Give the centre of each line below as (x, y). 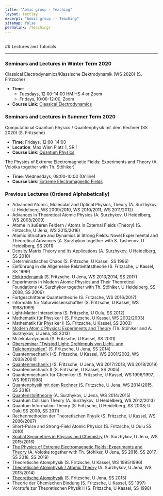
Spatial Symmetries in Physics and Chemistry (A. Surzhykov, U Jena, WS (85, 437)
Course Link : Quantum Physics (43, 152)
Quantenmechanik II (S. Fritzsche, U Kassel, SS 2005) (66, 370)
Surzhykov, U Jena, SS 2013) (41, 333)
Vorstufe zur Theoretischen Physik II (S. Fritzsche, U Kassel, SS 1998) (82, 488)
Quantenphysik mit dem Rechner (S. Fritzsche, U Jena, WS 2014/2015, (82, 385)
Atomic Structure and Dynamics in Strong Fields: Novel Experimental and (85, 235)
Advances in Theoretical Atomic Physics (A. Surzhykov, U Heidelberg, (82, 215)
